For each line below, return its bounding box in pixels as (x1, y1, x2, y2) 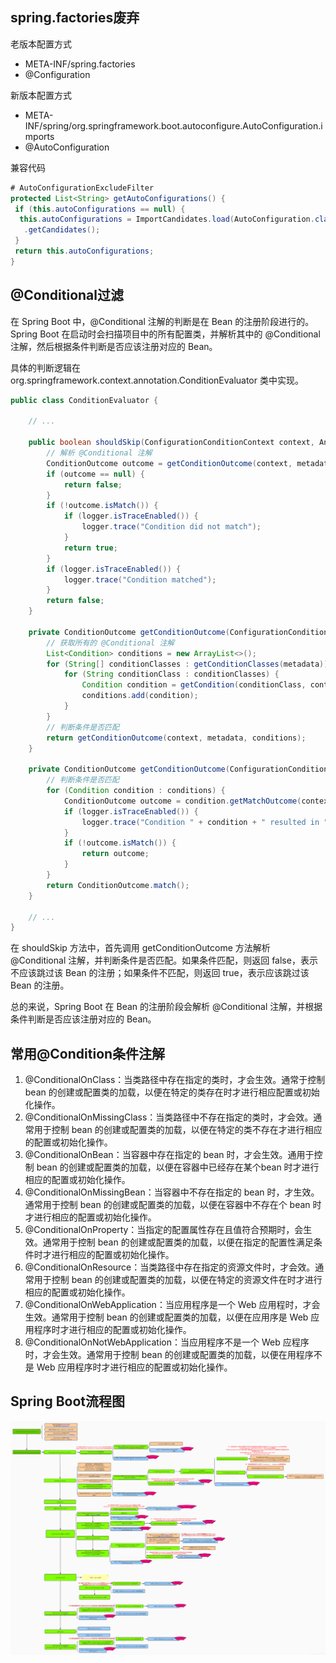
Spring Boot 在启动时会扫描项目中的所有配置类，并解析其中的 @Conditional (10, 328, 321, 340)
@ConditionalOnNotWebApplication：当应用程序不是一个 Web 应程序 (24, 1336, 310, 1348)
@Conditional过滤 (10, 287, 124, 304)
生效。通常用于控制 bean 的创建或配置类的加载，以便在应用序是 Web (24, 1311, 309, 1323)
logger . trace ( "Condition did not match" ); (81, 522, 262, 532)
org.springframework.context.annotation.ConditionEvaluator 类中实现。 (10, 374, 304, 386)
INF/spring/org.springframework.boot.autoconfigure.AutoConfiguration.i (24, 119, 323, 132)
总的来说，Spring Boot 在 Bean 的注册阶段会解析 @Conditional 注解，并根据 (10, 1001, 323, 1013)
